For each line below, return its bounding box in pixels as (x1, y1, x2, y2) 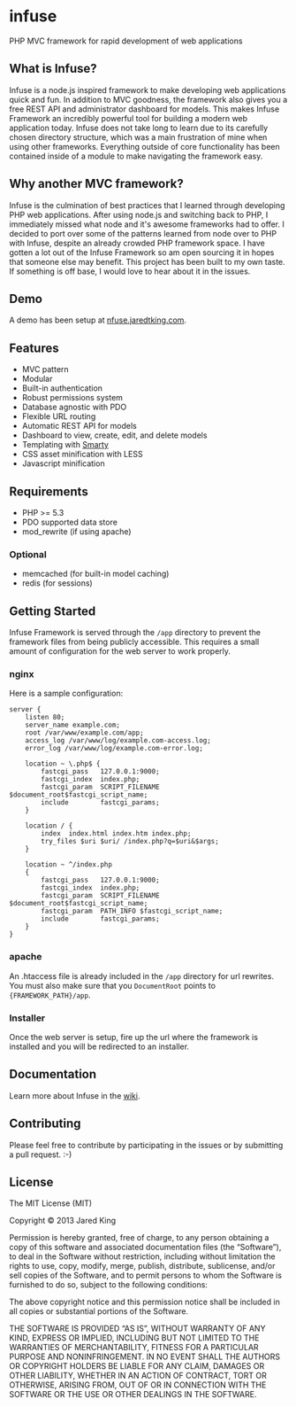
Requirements (9, 484, 88, 499)
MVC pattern (21, 364, 69, 375)
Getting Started (9, 603, 96, 618)
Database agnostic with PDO (21, 401, 127, 413)
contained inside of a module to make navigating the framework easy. (9, 151, 263, 161)
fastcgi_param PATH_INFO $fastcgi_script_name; (41, 906, 224, 916)
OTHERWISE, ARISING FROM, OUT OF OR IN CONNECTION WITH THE (9, 1380, 267, 1390)
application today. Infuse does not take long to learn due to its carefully (9, 122, 269, 133)
